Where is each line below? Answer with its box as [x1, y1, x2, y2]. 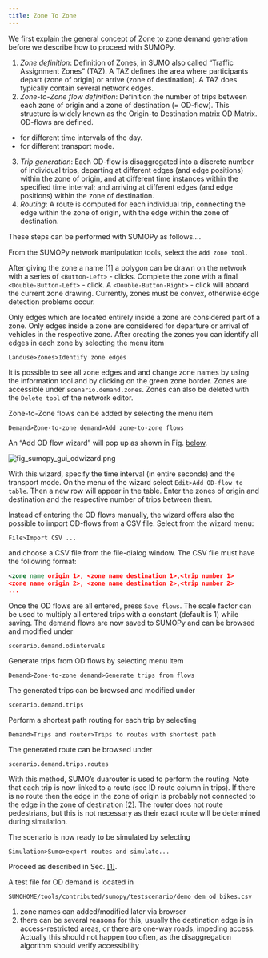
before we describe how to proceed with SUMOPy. [8, 42, 176, 52]
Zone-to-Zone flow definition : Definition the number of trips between [19, 91, 248, 101]
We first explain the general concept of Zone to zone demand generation [8, 34, 249, 43]
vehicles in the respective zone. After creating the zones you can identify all [8, 329, 258, 339]
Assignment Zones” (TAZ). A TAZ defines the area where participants [19, 66, 249, 76]
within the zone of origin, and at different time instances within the [19, 174, 238, 183]
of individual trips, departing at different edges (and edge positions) [19, 165, 244, 174]
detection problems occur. [8, 297, 95, 307]
